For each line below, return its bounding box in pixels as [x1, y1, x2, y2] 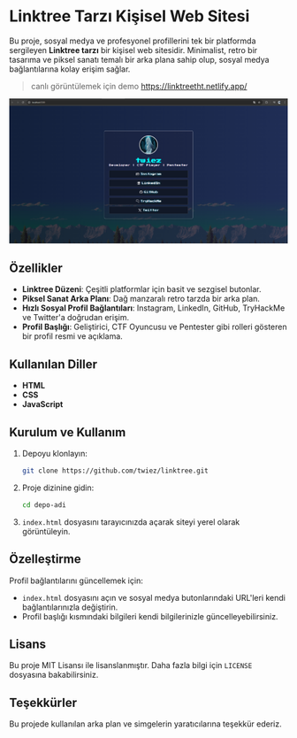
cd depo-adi [21, 500, 66, 510]
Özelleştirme [9, 551, 81, 567]
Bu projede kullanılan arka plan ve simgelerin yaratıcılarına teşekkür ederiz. [9, 719, 282, 729]
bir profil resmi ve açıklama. [21, 331, 124, 342]
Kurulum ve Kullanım [9, 425, 126, 440]
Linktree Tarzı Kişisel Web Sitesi [9, 6, 250, 27]
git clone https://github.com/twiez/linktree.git [21, 466, 209, 475]
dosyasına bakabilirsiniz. [9, 670, 99, 680]
